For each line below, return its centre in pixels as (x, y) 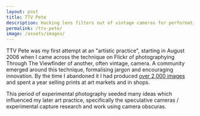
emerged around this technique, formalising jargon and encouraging (90, 70)
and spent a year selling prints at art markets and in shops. (78, 82)
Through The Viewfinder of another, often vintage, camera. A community (96, 64)
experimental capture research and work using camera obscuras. (86, 106)
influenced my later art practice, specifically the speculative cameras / (93, 100)
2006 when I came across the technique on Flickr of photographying (90, 57)
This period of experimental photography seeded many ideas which (89, 94)
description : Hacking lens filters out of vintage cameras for (86, 23)
